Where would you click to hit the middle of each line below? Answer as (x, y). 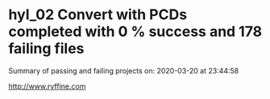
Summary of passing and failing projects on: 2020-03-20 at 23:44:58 (124, 70)
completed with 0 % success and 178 (135, 32)
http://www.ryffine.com (47, 86)
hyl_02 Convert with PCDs (98, 15)
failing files (46, 49)
